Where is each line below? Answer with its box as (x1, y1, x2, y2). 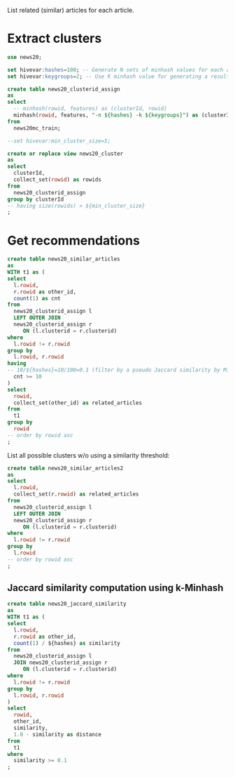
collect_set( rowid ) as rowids (13, 176, 101, 183)
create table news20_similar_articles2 (7, 465, 124, 472)
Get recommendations (7, 232, 140, 248)
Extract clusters (7, 31, 102, 46)
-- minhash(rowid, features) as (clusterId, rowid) (13, 105, 168, 112)
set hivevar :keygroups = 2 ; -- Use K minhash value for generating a (7, 73, 208, 80)
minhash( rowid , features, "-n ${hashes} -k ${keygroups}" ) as (13, 112, 199, 119)
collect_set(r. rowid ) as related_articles (13, 491, 139, 498)
